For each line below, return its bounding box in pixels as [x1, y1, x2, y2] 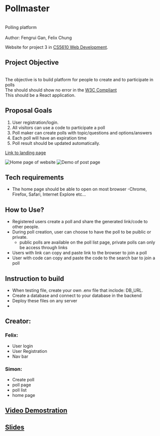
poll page [12, 382, 31, 388]
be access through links [19, 245, 68, 251]
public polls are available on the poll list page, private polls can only [19, 239, 155, 245]
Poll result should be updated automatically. [12, 140, 100, 146]
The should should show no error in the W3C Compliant [5, 87, 117, 93]
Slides [5, 423, 24, 431]
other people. [12, 224, 40, 230]
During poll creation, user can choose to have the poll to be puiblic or [12, 229, 151, 235]
